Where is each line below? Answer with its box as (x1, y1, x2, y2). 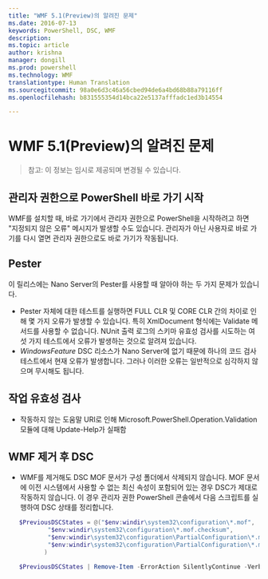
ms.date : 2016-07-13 (8, 19, 77, 27)
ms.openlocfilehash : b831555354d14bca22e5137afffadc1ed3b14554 (8, 93, 223, 101)
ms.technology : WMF (8, 71, 73, 79)
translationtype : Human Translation (8, 78, 130, 86)
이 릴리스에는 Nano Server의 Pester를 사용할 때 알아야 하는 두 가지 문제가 (8, 279, 238, 288)
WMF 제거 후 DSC (8, 450, 94, 464)
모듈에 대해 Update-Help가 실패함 (19, 424, 127, 434)
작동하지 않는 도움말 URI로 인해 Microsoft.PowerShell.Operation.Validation (19, 414, 258, 424)
